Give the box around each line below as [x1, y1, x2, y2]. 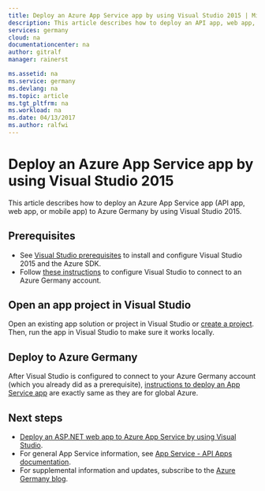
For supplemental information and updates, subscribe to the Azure [19, 466, 236, 475]
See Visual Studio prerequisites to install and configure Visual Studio [19, 250, 243, 260]
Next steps [8, 411, 63, 425]
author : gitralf [8, 48, 62, 56]
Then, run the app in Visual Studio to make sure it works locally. [8, 328, 215, 337]
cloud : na [8, 33, 41, 42]
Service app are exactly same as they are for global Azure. [8, 388, 199, 398]
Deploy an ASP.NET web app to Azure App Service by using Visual [19, 432, 237, 442]
